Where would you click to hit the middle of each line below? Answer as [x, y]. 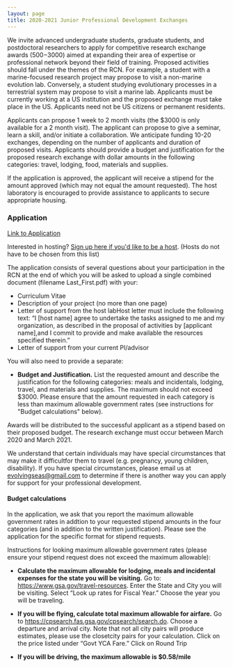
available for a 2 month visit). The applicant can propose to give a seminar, [114, 127]
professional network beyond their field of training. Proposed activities [108, 62]
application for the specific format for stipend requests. [86, 536]
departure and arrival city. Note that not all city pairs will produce [110, 628]
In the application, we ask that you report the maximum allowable [101, 514]
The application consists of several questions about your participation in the [116, 267]
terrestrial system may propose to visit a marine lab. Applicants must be [110, 92]
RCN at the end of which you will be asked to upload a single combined [110, 275]
